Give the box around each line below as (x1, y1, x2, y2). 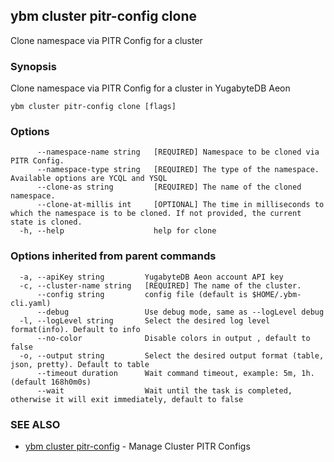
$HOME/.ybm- (251, 289, 302, 299)
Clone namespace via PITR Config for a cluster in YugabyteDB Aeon (10, 82, 291, 94)
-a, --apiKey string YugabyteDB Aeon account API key (19, 272, 284, 282)
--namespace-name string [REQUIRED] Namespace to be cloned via (36, 147, 320, 158)
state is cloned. (10, 217, 83, 228)
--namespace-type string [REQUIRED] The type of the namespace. (36, 165, 320, 175)
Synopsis (10, 59, 57, 73)
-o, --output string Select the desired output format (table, (19, 350, 325, 361)
